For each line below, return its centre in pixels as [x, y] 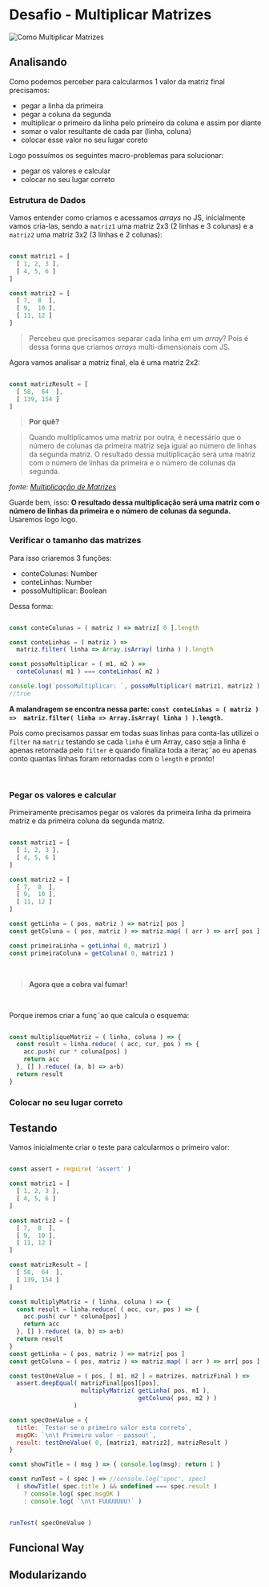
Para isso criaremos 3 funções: [60, 558]
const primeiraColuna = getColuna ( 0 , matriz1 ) [92, 953]
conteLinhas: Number [56, 582]
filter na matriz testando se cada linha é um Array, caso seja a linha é [128, 741]
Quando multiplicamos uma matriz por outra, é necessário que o [135, 437]
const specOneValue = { [49, 1420]
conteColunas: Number [59, 573]
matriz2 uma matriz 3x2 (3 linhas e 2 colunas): [86, 235]
